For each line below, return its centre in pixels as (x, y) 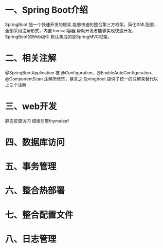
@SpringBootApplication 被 (32, 72)
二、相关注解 (31, 58)
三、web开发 (31, 107)
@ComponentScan (24, 79)
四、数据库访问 (35, 143)
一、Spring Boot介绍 (46, 10)
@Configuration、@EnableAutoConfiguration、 (108, 72)
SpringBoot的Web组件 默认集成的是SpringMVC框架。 (58, 37)
